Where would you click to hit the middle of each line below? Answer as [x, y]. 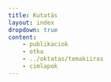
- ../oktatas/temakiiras [63, 59]
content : [22, 37]
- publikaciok [45, 45]
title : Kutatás [33, 15]
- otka [33, 52]
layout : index [31, 23]
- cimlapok [40, 66]
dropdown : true [33, 30]
